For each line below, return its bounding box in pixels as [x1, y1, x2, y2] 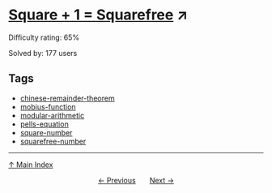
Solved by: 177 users [8, 48, 78, 58]
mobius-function [19, 101, 76, 111]
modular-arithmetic [19, 110, 85, 120]
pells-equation [19, 119, 69, 129]
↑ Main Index [8, 160, 53, 169]
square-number [19, 127, 73, 137]
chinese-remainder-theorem [19, 93, 115, 103]
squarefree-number [19, 136, 87, 146]
